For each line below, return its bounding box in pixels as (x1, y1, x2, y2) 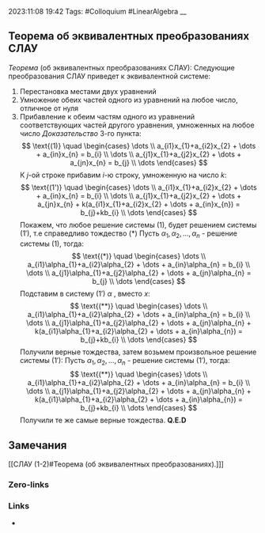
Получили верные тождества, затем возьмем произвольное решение (19, 347, 257, 357)
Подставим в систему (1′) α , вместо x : (19, 289, 150, 298)
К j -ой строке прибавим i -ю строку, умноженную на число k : (19, 170, 227, 180)
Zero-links (8, 479, 50, 490)
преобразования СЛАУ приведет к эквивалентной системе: (8, 71, 211, 81)
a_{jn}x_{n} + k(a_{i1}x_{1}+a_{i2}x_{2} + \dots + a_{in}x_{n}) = (37, 199, 240, 209)
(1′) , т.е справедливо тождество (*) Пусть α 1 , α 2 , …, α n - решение (19, 229, 237, 240)
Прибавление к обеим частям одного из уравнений (19, 112, 195, 121)
